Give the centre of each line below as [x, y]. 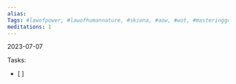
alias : [17, 14]
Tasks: [17, 60]
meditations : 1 [29, 27]
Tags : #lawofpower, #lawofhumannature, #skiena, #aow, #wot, [99, 20]
